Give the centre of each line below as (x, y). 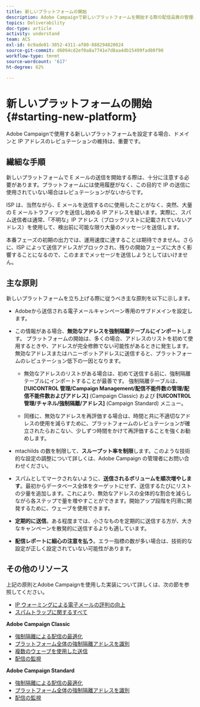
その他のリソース (37, 569)
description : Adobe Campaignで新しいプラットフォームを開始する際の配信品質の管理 (100, 17)
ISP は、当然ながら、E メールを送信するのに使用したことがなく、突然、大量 (99, 205)
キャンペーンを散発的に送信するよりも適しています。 (85, 528)
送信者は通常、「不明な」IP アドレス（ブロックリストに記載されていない (99, 220)
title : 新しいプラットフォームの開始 (47, 12)
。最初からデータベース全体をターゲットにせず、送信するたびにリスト (106, 485)
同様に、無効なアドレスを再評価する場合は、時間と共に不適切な (102, 416)
